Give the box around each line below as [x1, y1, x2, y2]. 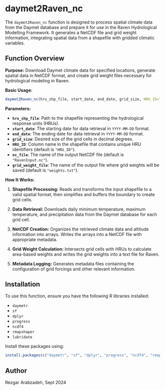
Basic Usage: [5, 87, 33, 93]
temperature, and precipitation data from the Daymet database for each [12, 211, 157, 217]
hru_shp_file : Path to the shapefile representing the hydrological [12, 115, 144, 121]
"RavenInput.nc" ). [12, 156, 49, 162]
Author [5, 366, 27, 375]
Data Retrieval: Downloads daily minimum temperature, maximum [12, 206, 146, 212]
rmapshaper [12, 330, 35, 335]
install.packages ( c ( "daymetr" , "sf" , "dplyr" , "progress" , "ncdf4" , [5, 353, 148, 358]
